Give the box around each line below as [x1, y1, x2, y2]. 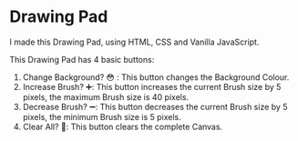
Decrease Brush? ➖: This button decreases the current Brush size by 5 [22, 101, 288, 112]
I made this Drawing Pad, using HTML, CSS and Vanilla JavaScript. [9, 36, 260, 47]
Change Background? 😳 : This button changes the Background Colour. [22, 71, 290, 83]
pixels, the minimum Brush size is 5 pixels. [22, 111, 181, 122]
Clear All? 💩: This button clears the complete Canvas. [22, 121, 223, 132]
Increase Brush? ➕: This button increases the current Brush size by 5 [22, 81, 282, 92]
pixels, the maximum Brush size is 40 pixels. [22, 91, 190, 102]
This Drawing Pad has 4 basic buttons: [9, 54, 155, 65]
